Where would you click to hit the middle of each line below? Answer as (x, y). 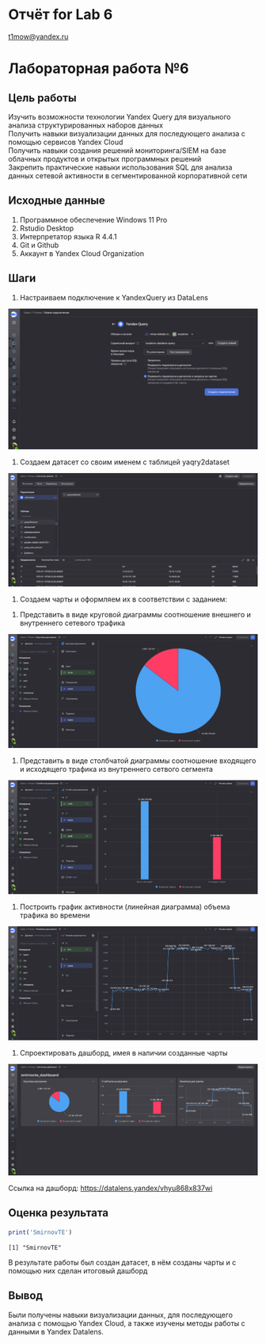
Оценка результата (59, 1213)
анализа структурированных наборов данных (86, 125)
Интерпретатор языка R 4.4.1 (68, 236)
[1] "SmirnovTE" (35, 1247)
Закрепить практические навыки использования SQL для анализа (120, 167)
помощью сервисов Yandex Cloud (66, 142)
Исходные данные (57, 201)
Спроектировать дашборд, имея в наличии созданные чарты (123, 1053)
